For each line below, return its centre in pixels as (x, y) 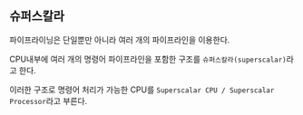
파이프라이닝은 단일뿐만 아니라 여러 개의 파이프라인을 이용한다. (120, 40)
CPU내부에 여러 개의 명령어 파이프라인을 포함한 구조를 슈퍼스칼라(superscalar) (148, 59)
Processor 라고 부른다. (49, 101)
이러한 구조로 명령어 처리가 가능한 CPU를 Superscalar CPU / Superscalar (142, 90)
